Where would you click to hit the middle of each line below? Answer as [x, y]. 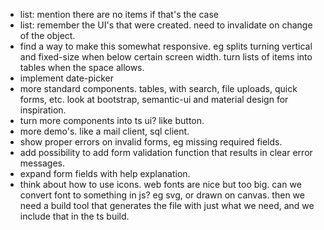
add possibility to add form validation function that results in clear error [166, 152]
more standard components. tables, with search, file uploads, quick [158, 88]
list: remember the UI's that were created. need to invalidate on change [166, 25]
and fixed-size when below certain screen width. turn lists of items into [166, 57]
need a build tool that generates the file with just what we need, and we [167, 205]
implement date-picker [67, 78]
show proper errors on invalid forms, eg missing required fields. [151, 142]
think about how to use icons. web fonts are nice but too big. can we [160, 184]
